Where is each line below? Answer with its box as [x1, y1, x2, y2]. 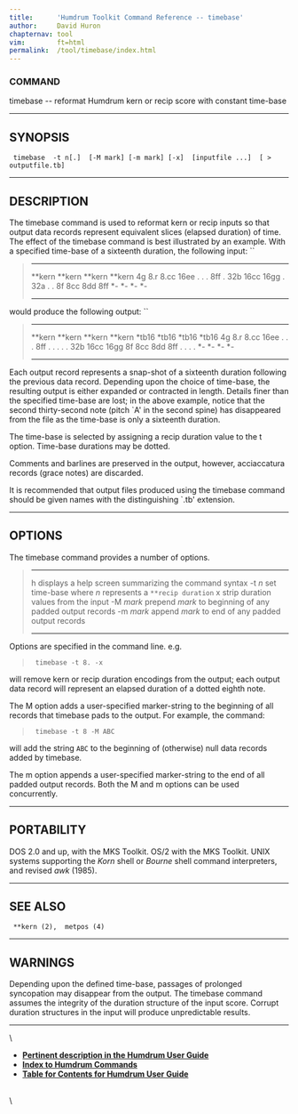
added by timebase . [9, 752, 82, 763]
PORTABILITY [9, 822, 87, 837]
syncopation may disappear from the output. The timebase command [9, 989, 263, 999]
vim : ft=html [9, 37, 86, 47]
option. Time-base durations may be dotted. [9, 441, 171, 452]
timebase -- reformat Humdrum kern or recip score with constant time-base [9, 95, 286, 107]
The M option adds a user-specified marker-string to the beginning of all [9, 700, 274, 711]
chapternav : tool [9, 29, 74, 38]
